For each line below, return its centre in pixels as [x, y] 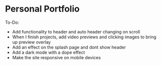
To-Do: [12, 22]
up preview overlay [31, 42]
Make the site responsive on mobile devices [57, 57]
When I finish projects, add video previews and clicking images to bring [84, 37]
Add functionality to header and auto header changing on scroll [76, 32]
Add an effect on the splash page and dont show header [69, 47]
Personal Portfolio [42, 9]
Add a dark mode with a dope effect [48, 52]
